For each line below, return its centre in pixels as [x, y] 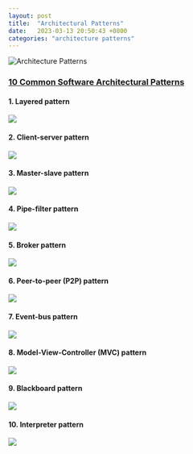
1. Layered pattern [39, 101]
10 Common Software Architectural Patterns [96, 82]
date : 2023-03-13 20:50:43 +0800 [68, 31]
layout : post [30, 16]
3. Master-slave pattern [49, 173]
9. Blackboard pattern [45, 389]
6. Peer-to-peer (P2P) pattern [59, 281]
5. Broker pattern [37, 245]
